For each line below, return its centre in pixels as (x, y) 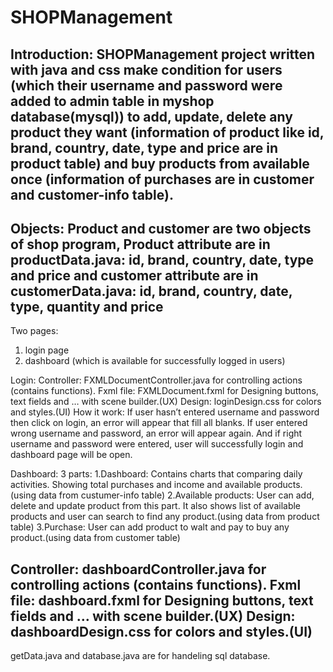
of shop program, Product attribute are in (140, 244)
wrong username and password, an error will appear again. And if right (156, 433)
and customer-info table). (92, 194)
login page (47, 350)
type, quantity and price (87, 306)
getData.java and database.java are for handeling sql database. (140, 656)
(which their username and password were (146, 85)
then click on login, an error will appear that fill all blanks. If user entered (159, 423)
